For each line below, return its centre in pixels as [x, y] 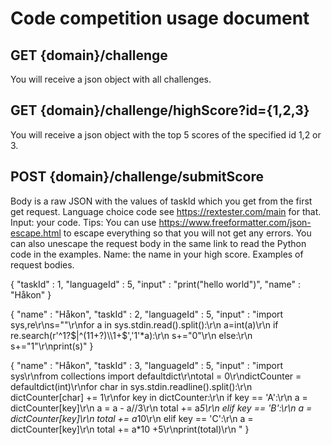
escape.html [36, 233]
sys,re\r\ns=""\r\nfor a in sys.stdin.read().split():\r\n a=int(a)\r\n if [144, 324]
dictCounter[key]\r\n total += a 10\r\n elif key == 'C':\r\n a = [132, 418]
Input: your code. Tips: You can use [83, 222]
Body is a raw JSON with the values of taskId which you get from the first [161, 201]
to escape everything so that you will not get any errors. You [187, 233]
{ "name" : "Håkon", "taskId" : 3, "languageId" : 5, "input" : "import [146, 365]
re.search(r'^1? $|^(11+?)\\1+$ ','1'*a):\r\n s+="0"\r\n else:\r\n [131, 335]
